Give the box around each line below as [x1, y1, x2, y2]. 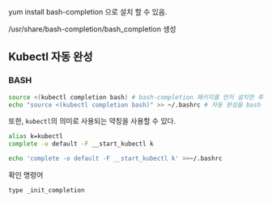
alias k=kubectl [8, 133, 63, 141]
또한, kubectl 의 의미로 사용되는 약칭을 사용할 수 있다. [8, 116, 176, 126]
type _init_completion [8, 187, 85, 195]
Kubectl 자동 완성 [8, 50, 93, 64]
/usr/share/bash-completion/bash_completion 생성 [8, 24, 176, 34]
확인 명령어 [8, 170, 44, 180]
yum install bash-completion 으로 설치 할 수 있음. [8, 7, 168, 16]
